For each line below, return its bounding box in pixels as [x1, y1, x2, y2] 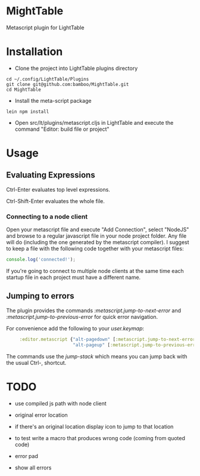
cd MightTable [6, 87, 42, 93]
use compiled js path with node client [14, 400, 107, 407]
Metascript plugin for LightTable [6, 24, 85, 31]
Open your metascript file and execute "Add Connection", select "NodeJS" [6, 226, 189, 234]
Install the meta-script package [14, 97, 92, 104]
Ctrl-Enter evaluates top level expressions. [6, 186, 110, 193]
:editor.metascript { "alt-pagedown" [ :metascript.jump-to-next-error [19, 336, 196, 342]
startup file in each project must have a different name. [6, 274, 141, 281]
